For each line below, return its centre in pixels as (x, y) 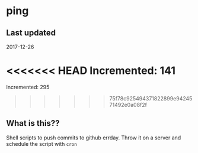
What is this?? (33, 123)
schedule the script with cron (41, 144)
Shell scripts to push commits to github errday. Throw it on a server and (94, 138)
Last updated (31, 33)
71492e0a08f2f (128, 105)
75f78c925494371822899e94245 (151, 98)
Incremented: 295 (28, 87)
